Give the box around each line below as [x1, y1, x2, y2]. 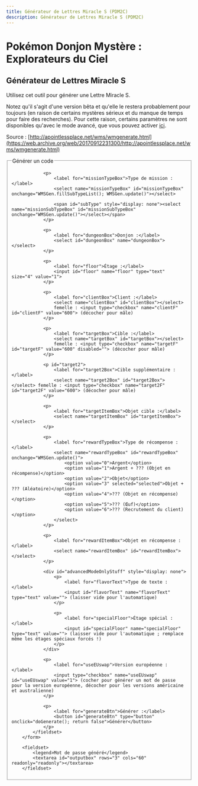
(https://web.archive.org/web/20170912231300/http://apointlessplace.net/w [6, 140, 191, 147]
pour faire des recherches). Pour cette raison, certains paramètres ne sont [6, 115, 187, 122]
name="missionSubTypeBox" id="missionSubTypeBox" [11, 206, 136, 213]
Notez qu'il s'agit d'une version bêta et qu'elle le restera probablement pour [6, 103, 191, 110]
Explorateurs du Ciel [6, 52, 108, 66]
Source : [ [6, 133, 30, 140]
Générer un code [12, 157, 54, 164]
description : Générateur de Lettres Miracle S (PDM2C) [6, 14, 144, 20]
